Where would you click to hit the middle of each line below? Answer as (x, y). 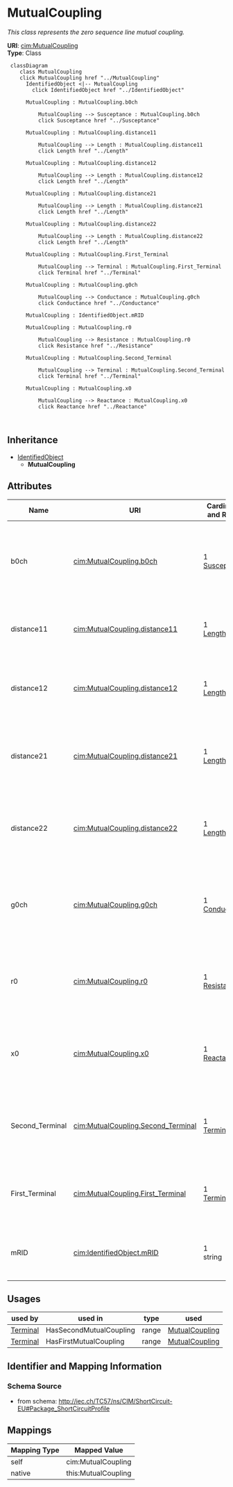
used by (25, 1319)
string (213, 1257)
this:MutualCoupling (99, 1473)
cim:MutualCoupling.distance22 (126, 828)
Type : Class (24, 53)
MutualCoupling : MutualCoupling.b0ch (81, 102)
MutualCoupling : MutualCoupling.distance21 (91, 193)
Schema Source (35, 1386)
